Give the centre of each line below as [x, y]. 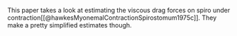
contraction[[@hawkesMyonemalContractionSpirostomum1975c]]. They [112, 18]
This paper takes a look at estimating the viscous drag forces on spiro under [119, 10]
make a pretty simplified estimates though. [70, 25]
